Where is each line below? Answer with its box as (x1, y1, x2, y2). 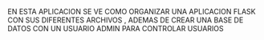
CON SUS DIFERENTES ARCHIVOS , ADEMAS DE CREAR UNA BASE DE (7, 15, 244, 25)
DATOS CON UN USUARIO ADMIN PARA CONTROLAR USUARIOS (7, 24, 224, 33)
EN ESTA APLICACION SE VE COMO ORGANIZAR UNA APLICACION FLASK (7, 7, 256, 16)
